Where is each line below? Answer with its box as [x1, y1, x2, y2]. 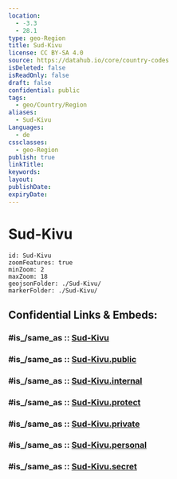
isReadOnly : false [8, 71, 69, 79]
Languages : [8, 123, 45, 131]
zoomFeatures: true [8, 258, 73, 267]
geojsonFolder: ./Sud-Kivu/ [8, 280, 102, 288]
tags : [8, 94, 26, 102]
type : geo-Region [8, 34, 66, 42]
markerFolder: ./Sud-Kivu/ [8, 286, 98, 295]
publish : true [8, 153, 56, 161]
